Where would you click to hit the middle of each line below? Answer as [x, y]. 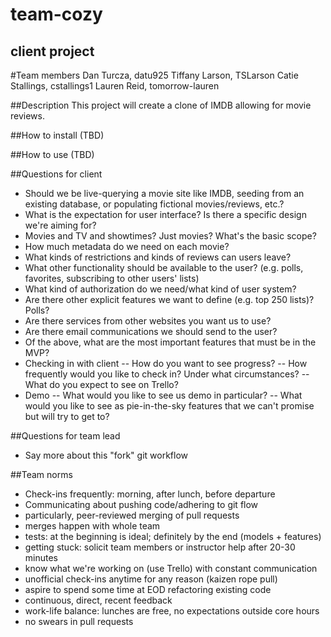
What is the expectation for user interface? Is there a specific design [165, 214]
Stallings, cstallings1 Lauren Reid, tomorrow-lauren [115, 86]
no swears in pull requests [79, 621]
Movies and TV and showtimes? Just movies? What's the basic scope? [170, 236]
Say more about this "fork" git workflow [106, 455]
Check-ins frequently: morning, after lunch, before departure [150, 494]
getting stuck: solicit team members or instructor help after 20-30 [160, 547]
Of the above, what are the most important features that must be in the [170, 342]
